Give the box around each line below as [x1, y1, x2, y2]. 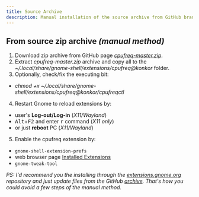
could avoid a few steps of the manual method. [6, 184, 122, 191]
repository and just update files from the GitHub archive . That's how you [6, 177, 184, 185]
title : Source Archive [6, 8, 62, 15]
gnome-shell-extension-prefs [14, 148, 87, 154]
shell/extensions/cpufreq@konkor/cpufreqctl [14, 88, 124, 96]
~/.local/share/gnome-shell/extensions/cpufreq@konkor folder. [14, 65, 170, 72]
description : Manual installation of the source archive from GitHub [6, 14, 182, 20]
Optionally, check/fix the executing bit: [14, 71, 109, 78]
